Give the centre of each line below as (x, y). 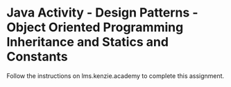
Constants (37, 57)
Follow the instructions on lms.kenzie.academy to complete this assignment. (115, 76)
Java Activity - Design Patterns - (102, 13)
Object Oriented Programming (95, 27)
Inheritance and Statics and (88, 42)
